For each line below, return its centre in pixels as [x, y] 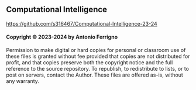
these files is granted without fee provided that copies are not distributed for [98, 56]
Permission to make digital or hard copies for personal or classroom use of [96, 50]
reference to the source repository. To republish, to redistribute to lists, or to [97, 69]
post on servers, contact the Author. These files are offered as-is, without [94, 75]
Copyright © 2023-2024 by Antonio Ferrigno [62, 37]
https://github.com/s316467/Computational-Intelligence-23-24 [82, 23]
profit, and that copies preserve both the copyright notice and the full [90, 63]
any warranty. [23, 81]
